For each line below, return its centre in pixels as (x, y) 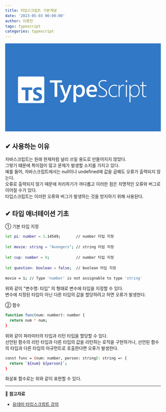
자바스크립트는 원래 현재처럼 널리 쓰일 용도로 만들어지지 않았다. (66, 159)
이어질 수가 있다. (21, 190)
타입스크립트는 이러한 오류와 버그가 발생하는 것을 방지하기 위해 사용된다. (74, 196)
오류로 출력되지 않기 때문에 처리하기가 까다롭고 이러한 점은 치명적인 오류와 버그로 (83, 184)
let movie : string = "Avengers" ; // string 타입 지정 (60, 247)
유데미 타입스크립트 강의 (36, 405)
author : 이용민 (19, 21)
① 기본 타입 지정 (22, 227)
